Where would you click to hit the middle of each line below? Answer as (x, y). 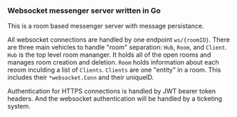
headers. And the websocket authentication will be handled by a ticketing (115, 99)
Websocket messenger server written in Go (84, 11)
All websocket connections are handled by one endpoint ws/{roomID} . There (118, 40)
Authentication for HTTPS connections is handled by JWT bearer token (111, 91)
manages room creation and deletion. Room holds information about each (113, 62)
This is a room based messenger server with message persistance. (106, 26)
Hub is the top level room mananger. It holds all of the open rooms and (109, 55)
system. (19, 106)
